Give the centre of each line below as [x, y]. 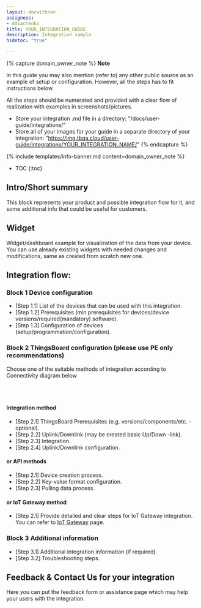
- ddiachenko [23, 23]
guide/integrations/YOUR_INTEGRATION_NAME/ [76, 144]
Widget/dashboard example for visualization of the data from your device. [99, 243]
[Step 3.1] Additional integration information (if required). [86, 552]
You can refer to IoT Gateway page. [60, 522]
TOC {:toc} [29, 168]
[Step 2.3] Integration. [43, 441]
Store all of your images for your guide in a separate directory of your [103, 131]
